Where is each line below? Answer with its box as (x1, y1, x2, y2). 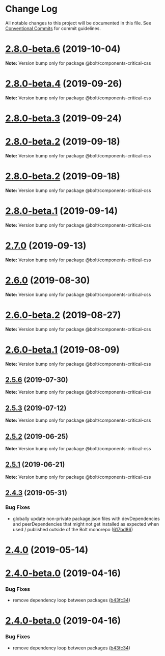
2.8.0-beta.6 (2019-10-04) (5, 43, 121, 55)
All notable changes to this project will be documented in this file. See (5, 20, 152, 26)
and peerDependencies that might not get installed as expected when (12, 521, 159, 527)
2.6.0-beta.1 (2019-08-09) (5, 344, 120, 356)
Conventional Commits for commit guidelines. (5, 25, 101, 31)
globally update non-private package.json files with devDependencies (12, 515, 160, 522)
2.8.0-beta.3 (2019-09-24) (5, 113, 122, 124)
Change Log (5, 3, 58, 15)
